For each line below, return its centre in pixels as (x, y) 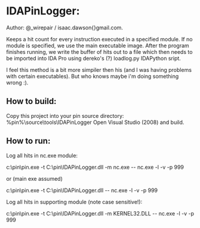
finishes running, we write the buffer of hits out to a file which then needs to (99, 51)
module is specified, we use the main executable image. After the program (98, 45)
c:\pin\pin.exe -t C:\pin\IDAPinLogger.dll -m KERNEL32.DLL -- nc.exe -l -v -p (100, 213)
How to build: (31, 101)
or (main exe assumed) (34, 178)
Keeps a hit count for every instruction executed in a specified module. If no (99, 39)
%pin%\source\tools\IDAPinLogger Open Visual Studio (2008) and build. (95, 122)
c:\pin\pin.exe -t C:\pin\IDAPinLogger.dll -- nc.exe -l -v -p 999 (82, 190)
